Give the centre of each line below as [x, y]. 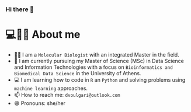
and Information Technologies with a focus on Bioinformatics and [93, 67]
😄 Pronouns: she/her [39, 103]
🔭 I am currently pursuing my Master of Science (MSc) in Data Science [99, 61]
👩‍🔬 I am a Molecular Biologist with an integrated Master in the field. [96, 54]
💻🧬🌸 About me [43, 35]
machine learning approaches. [51, 88]
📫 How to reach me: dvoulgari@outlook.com [67, 94]
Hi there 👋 [20, 9]
